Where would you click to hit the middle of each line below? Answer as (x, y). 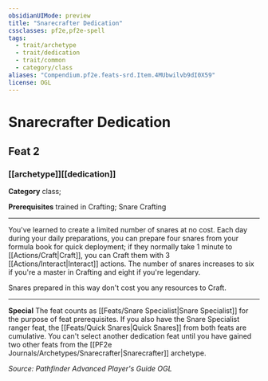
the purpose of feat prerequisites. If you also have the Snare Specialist (124, 319)
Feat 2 (24, 151)
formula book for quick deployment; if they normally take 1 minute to (120, 247)
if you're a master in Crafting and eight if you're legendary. (104, 272)
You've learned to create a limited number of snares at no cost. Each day (128, 230)
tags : (17, 38)
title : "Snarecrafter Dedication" (66, 23)
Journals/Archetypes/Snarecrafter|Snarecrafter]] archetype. (107, 353)
